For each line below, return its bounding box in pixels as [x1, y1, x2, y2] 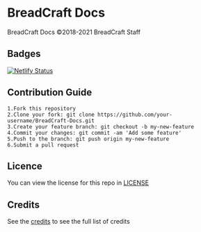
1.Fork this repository [7, 105, 77, 112]
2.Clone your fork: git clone [7, 111, 95, 118]
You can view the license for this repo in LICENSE [7, 179, 150, 187]
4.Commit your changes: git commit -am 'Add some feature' [7, 129, 182, 136]
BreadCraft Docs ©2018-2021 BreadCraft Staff [7, 28, 141, 36]
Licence [7, 160, 43, 172]
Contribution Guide [7, 87, 93, 99]
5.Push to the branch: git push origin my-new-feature [7, 135, 170, 142]
